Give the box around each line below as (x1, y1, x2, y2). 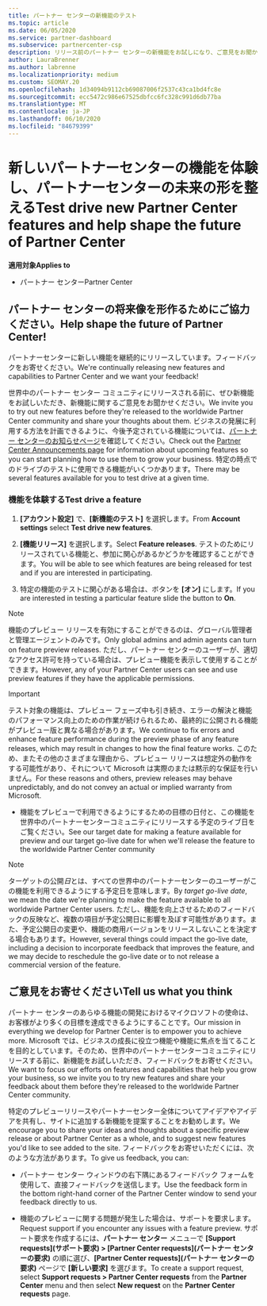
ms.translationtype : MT (8, 100, 87, 108)
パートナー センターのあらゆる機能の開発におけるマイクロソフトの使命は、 (8, 1007, 254, 1017)
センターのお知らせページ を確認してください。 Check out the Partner (17, 436, 242, 445)
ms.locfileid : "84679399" (8, 122, 93, 130)
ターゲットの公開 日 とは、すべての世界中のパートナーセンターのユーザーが (8, 876, 251, 885)
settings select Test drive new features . (19, 522, 153, 532)
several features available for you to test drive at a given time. (8, 473, 210, 483)
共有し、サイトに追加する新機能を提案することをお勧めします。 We (21, 1116, 240, 1126)
